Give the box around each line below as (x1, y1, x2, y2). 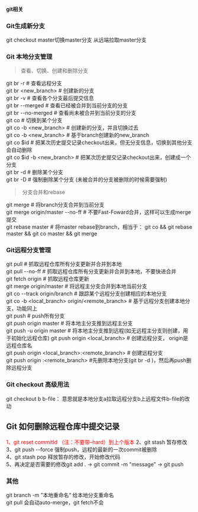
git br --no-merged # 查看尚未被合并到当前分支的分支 (6, 110, 137, 117)
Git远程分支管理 (6, 246, 51, 254)
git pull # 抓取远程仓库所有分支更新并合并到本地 (6, 261, 122, 268)
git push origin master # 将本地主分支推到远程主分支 (6, 320, 133, 327)
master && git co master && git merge (6, 230, 98, 237)
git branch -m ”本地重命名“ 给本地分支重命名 (6, 491, 114, 498)
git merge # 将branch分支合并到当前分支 (6, 201, 105, 209)
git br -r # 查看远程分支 (6, 80, 62, 87)
